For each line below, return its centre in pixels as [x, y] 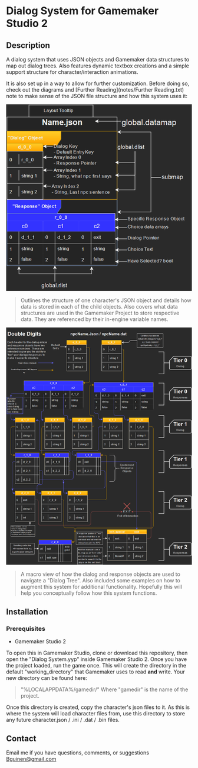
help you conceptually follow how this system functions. [89, 593]
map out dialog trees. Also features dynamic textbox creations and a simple [98, 66]
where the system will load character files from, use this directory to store [96, 714]
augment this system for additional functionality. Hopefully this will [101, 587]
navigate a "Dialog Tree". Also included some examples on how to [100, 581]
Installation [27, 612]
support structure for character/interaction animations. [72, 72]
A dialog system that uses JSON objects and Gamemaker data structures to [98, 59]
